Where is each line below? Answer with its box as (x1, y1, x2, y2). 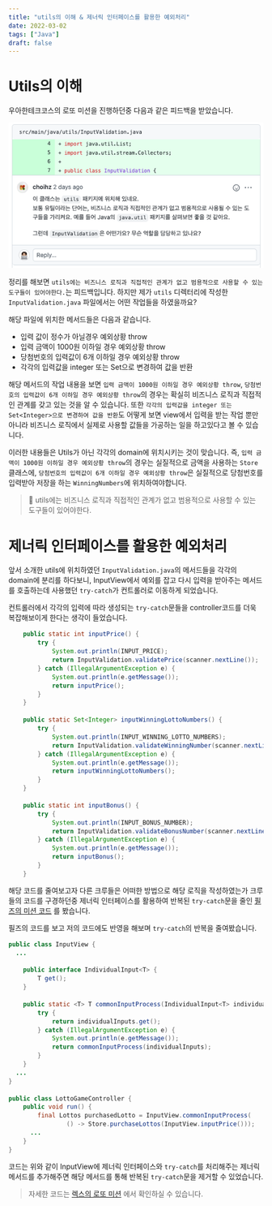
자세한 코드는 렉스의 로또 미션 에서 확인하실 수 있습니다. (28, 1189, 204, 1199)
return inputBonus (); (51, 853, 125, 861)
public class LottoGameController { (8, 1094, 132, 1103)
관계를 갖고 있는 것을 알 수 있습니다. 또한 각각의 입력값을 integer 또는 (16, 400, 232, 410)
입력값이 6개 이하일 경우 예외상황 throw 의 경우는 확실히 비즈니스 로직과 (23, 390, 240, 399)
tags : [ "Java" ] (8, 30, 60, 38)
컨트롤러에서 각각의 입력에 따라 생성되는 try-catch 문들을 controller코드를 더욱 (8, 603, 257, 613)
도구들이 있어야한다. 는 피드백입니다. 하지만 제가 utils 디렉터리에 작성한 (8, 287, 228, 297)
